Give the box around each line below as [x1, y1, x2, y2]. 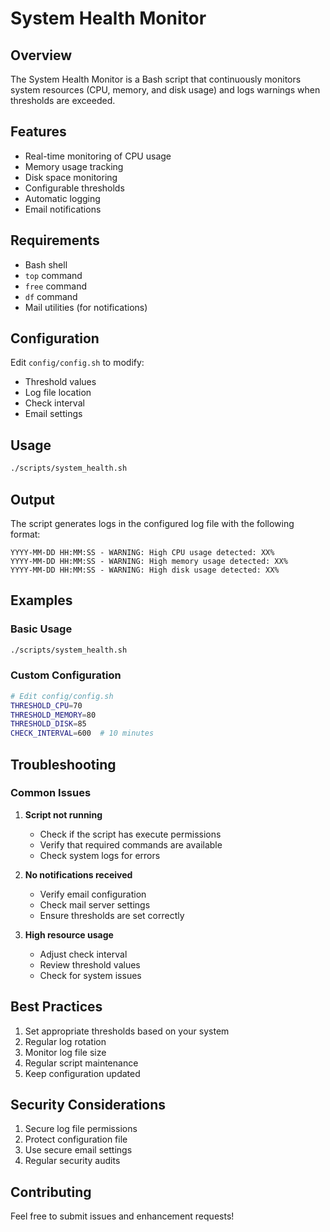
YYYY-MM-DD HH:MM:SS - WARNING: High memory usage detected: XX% [10, 556, 288, 566]
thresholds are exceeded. [10, 95, 116, 106]
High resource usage [24, 928, 114, 941]
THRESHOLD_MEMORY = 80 [10, 710, 97, 720]
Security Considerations [10, 1097, 167, 1114]
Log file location [24, 387, 92, 399]
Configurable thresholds [24, 182, 125, 194]
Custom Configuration [10, 668, 122, 682]
